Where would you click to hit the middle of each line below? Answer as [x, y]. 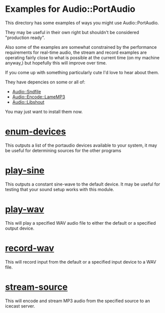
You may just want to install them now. [44, 112]
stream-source [36, 287]
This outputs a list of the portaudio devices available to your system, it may [81, 145]
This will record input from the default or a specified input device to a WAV [81, 262]
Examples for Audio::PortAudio [70, 9]
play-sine [25, 171]
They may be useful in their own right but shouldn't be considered [72, 32]
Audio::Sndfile [27, 91]
